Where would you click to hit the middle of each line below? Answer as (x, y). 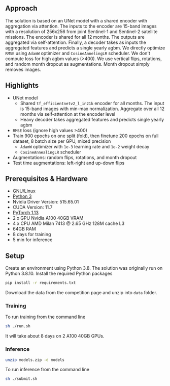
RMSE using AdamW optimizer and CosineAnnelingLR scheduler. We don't (78, 53)
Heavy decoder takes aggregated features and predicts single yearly (92, 119)
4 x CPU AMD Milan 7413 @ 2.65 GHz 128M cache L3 (69, 223)
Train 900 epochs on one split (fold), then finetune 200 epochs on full (86, 136)
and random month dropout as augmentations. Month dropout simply (77, 64)
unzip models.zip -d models (35, 360)
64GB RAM (24, 229)
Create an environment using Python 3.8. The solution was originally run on (84, 268)
